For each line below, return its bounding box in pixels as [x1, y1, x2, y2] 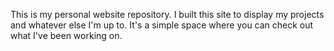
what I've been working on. [10, 30, 123, 41]
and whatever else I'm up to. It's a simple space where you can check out [10, 19, 314, 31]
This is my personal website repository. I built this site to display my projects [10, 9, 325, 20]
